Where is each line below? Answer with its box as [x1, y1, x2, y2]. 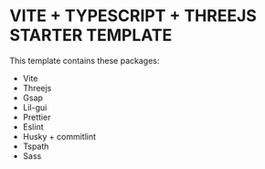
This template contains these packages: [9, 55, 160, 66]
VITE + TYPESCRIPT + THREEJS [9, 5, 258, 26]
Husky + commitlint [22, 131, 97, 142]
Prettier [22, 111, 51, 122]
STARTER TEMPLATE [9, 25, 173, 46]
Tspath [22, 141, 49, 152]
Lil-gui [22, 101, 48, 112]
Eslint [22, 121, 44, 132]
